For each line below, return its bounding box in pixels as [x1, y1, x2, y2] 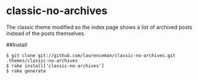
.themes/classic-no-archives [6, 58, 78, 64]
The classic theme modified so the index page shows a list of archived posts [6, 24, 193, 31]
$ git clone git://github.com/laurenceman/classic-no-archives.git [6, 52, 176, 58]
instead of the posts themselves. [6, 29, 86, 36]
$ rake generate [6, 68, 46, 74]
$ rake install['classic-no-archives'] [6, 63, 105, 69]
